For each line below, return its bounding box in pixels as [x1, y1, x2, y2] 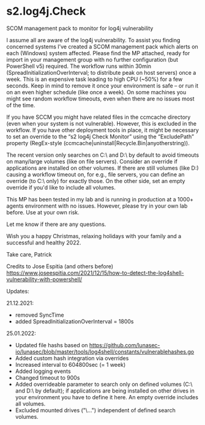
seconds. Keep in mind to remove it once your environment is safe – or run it [6, 81, 199, 89]
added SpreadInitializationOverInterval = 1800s [15, 317, 134, 325]
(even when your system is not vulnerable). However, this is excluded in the [6, 119, 197, 127]
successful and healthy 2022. [6, 239, 81, 246]
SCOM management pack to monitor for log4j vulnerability [6, 24, 154, 32]
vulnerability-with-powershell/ [6, 276, 83, 283]
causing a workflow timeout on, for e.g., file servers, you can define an [6, 170, 185, 178]
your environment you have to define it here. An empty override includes [15, 393, 199, 401]
